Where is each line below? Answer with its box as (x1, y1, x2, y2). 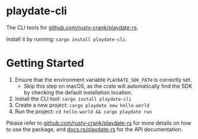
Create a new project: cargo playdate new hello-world (14, 101, 150, 109)
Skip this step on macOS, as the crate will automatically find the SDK (23, 82, 193, 89)
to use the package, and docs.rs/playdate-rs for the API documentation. (6, 125, 183, 132)
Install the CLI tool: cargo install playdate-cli (14, 95, 132, 102)
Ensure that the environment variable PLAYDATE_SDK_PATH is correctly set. (14, 76, 192, 83)
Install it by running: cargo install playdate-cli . (6, 35, 127, 42)
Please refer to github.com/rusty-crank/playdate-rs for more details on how (6, 119, 192, 126)
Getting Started (6, 57, 85, 70)
